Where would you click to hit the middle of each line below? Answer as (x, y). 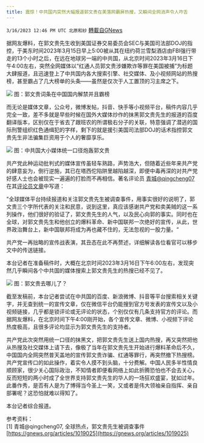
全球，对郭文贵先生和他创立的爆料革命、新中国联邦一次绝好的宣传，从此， (99, 221)
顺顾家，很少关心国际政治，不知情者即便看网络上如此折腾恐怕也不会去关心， (102, 370)
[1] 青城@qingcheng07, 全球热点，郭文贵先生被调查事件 (76, 426)
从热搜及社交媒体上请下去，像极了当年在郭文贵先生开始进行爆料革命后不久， (102, 347)
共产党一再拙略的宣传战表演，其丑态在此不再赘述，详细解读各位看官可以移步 (102, 242)
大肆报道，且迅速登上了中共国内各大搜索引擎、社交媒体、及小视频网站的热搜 (102, 73)
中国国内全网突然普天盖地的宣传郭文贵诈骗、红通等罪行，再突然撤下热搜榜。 (102, 355)
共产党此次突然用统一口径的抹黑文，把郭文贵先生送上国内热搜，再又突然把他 (102, 340)
